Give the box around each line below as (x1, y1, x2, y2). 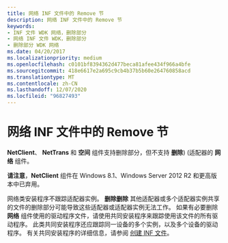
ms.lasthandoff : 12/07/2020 (7, 86, 87, 93)
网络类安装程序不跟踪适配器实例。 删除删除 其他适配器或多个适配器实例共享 (7, 194, 220, 203)
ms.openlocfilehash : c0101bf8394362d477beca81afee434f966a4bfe (7, 61, 191, 68)
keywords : (7, 23, 35, 29)
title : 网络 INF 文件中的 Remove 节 (7, 10, 104, 17)
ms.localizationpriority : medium (7, 55, 102, 62)
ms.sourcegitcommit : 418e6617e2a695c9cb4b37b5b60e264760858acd (7, 67, 191, 74)
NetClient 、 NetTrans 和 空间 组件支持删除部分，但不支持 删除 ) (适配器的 (7, 148, 214, 156)
